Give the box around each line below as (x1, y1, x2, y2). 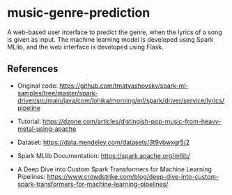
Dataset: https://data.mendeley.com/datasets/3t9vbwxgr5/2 (17, 138, 190, 146)
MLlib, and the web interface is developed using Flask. (7, 42, 164, 51)
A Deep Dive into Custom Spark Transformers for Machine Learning (17, 165, 212, 173)
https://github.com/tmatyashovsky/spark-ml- (59, 81, 189, 90)
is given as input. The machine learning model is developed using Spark (7, 35, 214, 43)
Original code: (17, 81, 58, 90)
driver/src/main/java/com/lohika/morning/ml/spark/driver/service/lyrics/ (17, 96, 225, 104)
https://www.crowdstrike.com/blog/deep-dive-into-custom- (47, 172, 219, 180)
